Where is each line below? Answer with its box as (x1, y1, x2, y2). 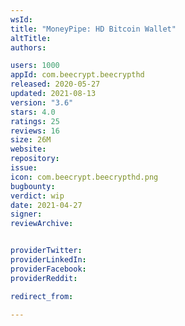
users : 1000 (10, 61, 60, 71)
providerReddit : (10, 273, 78, 283)
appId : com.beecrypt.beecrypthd (10, 70, 145, 80)
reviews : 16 (10, 126, 60, 136)
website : (10, 144, 47, 155)
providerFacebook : (10, 264, 87, 274)
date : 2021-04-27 (10, 200, 83, 210)
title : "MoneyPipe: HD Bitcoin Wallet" (10, 24, 177, 34)
